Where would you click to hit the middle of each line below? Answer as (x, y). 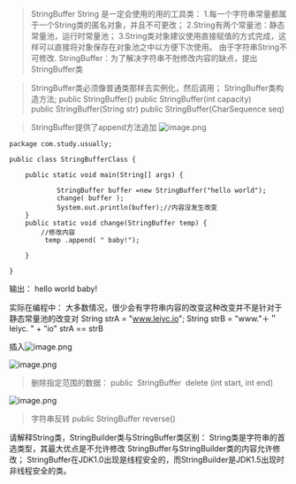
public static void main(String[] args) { (104, 175)
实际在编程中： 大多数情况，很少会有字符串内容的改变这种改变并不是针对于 (146, 307)
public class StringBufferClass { (73, 159)
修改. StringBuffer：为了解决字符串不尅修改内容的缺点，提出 (148, 58)
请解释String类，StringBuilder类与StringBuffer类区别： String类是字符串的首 (147, 438)
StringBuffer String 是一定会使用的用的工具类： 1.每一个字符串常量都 (155, 14)
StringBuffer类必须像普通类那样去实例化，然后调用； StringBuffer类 (153, 88)
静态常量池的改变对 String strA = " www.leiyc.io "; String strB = (121, 319)
